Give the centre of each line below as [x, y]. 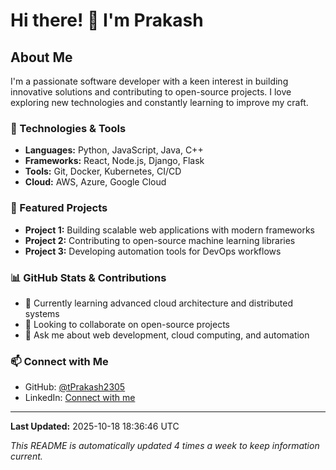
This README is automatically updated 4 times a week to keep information [165, 446]
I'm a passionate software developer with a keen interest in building [149, 81]
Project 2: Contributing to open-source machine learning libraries [160, 240]
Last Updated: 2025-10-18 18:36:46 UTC [95, 426]
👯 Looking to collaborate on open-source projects [127, 324]
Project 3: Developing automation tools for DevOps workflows [153, 251]
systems [42, 313]
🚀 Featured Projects [59, 208]
